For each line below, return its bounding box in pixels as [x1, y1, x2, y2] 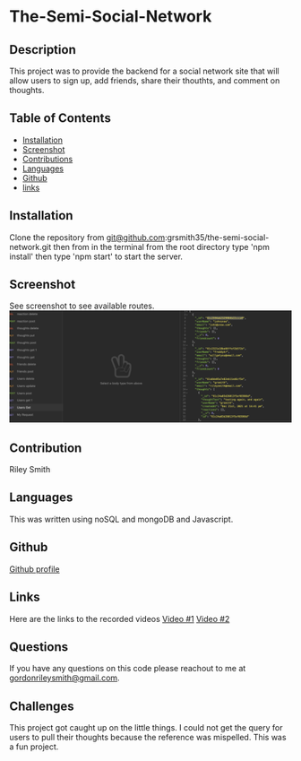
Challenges [9, 698, 74, 713]
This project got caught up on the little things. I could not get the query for [9, 722, 283, 733]
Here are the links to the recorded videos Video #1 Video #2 [9, 613, 230, 624]
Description [9, 42, 76, 57]
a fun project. [9, 741, 59, 752]
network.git [9, 241, 52, 252]
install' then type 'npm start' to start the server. [9, 251, 184, 262]
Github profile [9, 563, 60, 575]
